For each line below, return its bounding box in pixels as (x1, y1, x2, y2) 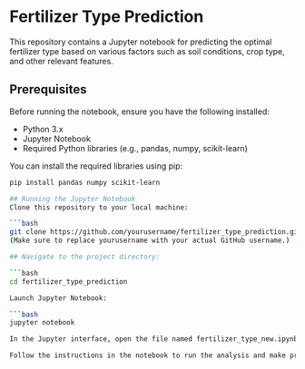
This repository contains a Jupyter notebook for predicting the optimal (9, 36, 272, 47)
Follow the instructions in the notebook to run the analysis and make (9, 351, 286, 360)
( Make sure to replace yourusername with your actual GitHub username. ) (9, 236, 290, 246)
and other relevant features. (9, 55, 113, 66)
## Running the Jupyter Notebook (9, 194, 136, 203)
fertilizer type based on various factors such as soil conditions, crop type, (9, 45, 286, 56)
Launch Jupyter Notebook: (9, 293, 107, 303)
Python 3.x (22, 123, 64, 134)
